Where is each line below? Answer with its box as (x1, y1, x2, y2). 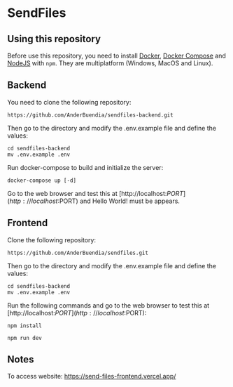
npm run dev (7, 334, 42, 341)
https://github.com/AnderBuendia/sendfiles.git (7, 249, 149, 256)
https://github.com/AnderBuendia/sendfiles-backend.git (7, 111, 174, 119)
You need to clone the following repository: (7, 98, 132, 106)
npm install (7, 322, 42, 329)
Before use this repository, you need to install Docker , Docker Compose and (7, 51, 226, 60)
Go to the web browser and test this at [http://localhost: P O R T (7, 189, 184, 197)
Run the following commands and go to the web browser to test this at (7, 301, 210, 310)
